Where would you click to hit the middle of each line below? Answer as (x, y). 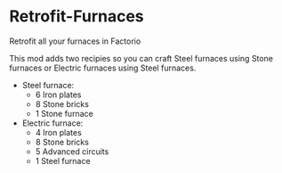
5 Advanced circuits (72, 151)
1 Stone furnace (64, 113)
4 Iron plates (58, 132)
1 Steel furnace (63, 161)
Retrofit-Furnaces (77, 16)
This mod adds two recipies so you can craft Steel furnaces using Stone (141, 58)
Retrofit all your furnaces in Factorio (75, 41)
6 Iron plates (58, 95)
